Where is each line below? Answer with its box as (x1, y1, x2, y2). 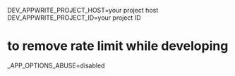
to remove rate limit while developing (7, 38, 229, 54)
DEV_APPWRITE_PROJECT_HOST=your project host (7, 6, 159, 14)
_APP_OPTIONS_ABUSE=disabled (7, 61, 105, 70)
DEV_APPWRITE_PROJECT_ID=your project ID (7, 13, 141, 22)
